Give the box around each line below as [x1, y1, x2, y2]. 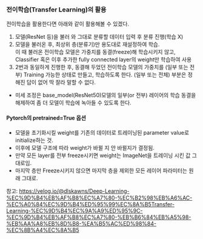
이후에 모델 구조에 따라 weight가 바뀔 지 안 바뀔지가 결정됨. [15, 144, 155, 151]
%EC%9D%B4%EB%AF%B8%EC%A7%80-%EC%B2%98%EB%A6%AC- [6, 194, 193, 201]
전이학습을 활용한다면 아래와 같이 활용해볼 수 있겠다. [6, 20, 129, 28]
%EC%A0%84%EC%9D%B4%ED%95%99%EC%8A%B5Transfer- [6, 200, 175, 207]
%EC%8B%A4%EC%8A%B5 [6, 226, 80, 234]
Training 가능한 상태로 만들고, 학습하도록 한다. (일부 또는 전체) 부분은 [23, 71, 187, 78]
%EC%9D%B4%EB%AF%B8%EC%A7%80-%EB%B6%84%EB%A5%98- [6, 214, 191, 221]
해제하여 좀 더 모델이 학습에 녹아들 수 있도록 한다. [15, 99, 131, 107]
